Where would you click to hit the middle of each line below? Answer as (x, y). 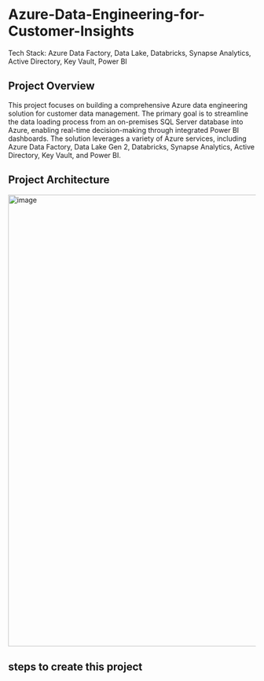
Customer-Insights (71, 31)
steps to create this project (75, 666)
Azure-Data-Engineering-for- (107, 15)
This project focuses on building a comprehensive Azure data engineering (128, 105)
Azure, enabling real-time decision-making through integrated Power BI (124, 130)
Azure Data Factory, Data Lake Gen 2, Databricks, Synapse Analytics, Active (132, 146)
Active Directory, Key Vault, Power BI (68, 61)
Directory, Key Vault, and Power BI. (65, 155)
